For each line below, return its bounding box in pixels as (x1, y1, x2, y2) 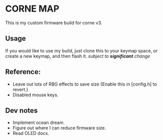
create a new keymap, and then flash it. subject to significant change (5, 53, 150, 59)
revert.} (12, 86, 29, 92)
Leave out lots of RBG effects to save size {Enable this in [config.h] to (12, 81, 157, 87)
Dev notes (5, 106, 38, 115)
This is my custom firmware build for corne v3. (5, 20, 102, 26)
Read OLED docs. (12, 130, 49, 136)
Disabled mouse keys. (12, 92, 59, 98)
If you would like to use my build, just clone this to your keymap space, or (5, 47, 158, 53)
